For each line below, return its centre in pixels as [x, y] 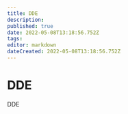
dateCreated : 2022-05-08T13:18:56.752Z [64, 52]
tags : [15, 39]
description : [26, 20]
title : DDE [23, 13]
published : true [30, 26]
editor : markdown [32, 45]
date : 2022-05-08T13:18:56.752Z [53, 32]
